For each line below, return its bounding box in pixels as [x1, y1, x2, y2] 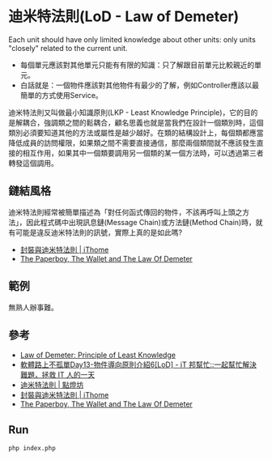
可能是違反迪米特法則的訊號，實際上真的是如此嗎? [15, 228, 183, 237]
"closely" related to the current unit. [8, 43, 128, 53]
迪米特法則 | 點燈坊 [19, 380, 84, 390]
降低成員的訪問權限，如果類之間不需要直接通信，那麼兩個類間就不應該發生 [8, 138, 257, 147]
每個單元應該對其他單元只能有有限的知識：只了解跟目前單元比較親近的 [19, 60, 255, 70]
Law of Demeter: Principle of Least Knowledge [19, 350, 176, 360]
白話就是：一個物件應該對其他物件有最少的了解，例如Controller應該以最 [19, 80, 259, 90]
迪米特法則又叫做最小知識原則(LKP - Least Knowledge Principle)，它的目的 [8, 107, 258, 117]
